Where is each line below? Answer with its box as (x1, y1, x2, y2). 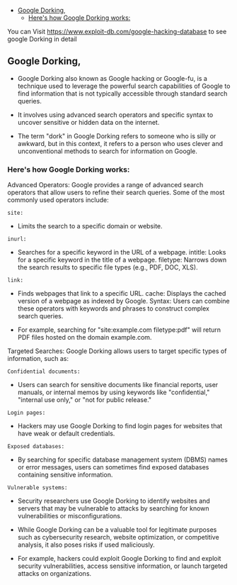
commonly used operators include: (7, 196, 109, 204)
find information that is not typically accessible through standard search (17, 89, 228, 98)
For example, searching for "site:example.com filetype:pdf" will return (17, 325, 221, 334)
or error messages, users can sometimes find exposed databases (17, 463, 209, 472)
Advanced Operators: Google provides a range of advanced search (7, 181, 204, 189)
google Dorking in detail (7, 35, 77, 43)
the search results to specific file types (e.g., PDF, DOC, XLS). (17, 263, 198, 272)
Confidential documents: (7, 368, 81, 375)
